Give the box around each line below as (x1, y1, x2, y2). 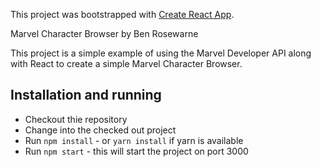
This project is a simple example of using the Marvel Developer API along (10, 47, 312, 59)
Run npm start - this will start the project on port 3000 (24, 145, 249, 157)
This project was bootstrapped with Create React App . (10, 9, 235, 20)
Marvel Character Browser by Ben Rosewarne (10, 28, 199, 39)
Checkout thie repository (24, 113, 128, 125)
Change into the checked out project (24, 124, 177, 136)
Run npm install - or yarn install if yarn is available (24, 134, 244, 146)
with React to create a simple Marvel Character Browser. (10, 58, 243, 69)
